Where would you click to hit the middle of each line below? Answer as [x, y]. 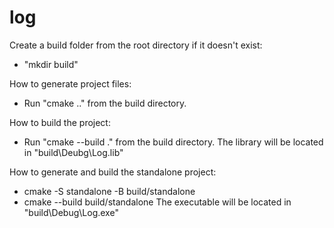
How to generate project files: [70, 83]
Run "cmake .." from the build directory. [105, 103]
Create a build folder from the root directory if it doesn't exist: [136, 45]
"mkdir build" [51, 64]
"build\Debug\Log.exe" [71, 212]
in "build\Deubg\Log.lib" [73, 152]
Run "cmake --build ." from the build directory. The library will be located [173, 142]
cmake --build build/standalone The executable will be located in [157, 202]
